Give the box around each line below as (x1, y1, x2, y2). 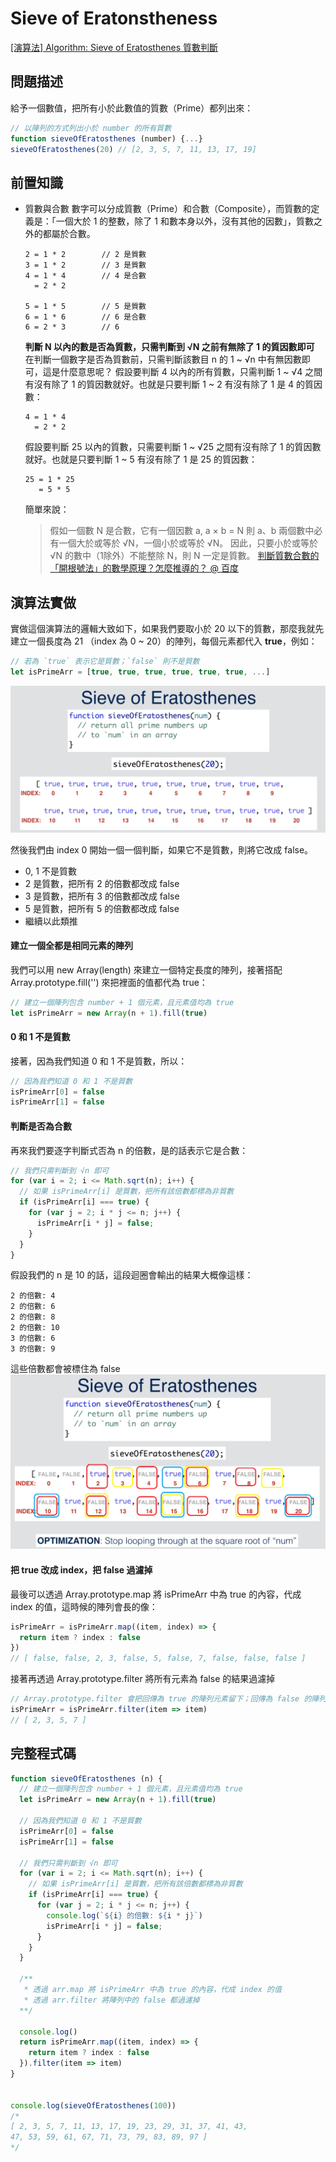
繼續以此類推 (24, 915, 78, 927)
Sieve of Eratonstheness (10, 7, 218, 30)
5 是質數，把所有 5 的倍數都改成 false (24, 902, 180, 914)
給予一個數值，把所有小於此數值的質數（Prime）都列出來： (10, 102, 254, 114)
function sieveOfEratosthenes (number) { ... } (10, 133, 203, 144)
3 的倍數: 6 (10, 1333, 56, 1344)
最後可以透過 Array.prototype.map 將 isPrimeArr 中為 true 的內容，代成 (10, 1588, 302, 1600)
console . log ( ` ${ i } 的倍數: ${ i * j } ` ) (46, 1910, 203, 1921)
